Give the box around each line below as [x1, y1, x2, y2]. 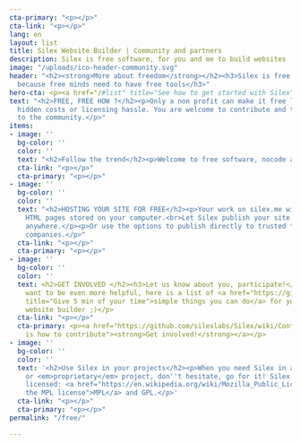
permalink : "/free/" [9, 414, 87, 422]
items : [9, 122, 34, 131]
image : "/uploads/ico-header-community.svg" [9, 64, 178, 73]
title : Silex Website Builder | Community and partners [9, 47, 222, 56]
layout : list [9, 38, 58, 48]
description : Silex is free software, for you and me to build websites [9, 55, 287, 64]
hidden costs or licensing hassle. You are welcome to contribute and [17, 105, 287, 114]
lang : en [9, 30, 42, 39]
